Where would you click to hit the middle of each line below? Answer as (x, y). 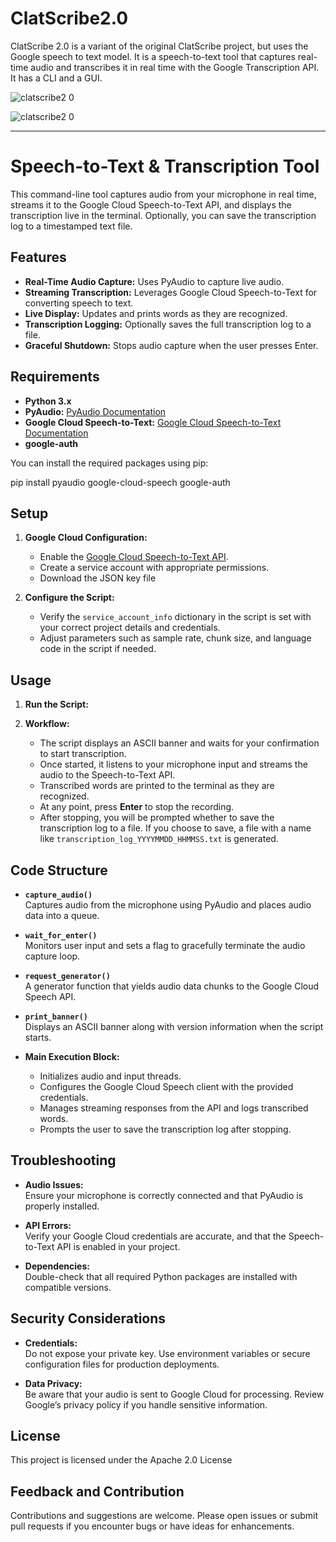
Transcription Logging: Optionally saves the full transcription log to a (168, 324)
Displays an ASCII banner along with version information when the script (174, 1026)
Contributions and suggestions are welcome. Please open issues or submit (164, 1516)
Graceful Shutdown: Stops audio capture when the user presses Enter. (171, 345)
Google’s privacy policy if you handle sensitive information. (146, 1404)
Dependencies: (57, 1266)
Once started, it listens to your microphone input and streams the (173, 764)
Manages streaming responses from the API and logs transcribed (174, 1108)
